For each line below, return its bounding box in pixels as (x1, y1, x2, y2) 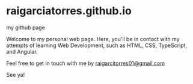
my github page (6, 24, 45, 31)
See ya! (6, 71, 25, 78)
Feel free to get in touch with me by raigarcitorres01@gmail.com (6, 60, 165, 67)
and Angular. (6, 48, 38, 55)
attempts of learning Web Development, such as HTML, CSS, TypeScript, (6, 42, 188, 49)
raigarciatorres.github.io (6, 4, 132, 18)
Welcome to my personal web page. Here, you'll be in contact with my (6, 35, 180, 42)
